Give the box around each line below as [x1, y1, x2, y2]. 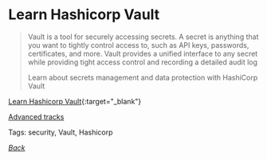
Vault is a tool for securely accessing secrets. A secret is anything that [27, 32, 259, 41]
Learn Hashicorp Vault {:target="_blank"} [8, 96, 142, 106]
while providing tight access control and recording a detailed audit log [27, 57, 257, 67]
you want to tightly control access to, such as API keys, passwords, [27, 40, 249, 49]
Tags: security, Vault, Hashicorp [8, 127, 113, 137]
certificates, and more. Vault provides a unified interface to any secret [27, 49, 258, 58]
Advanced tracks [8, 111, 65, 121]
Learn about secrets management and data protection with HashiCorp [27, 72, 258, 82]
